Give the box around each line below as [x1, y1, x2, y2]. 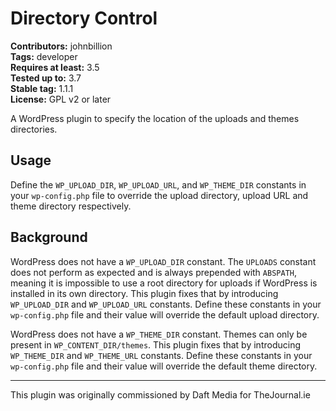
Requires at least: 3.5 [10, 61, 100, 73]
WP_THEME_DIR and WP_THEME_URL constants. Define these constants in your [10, 349, 313, 361]
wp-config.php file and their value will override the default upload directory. [10, 308, 320, 321]
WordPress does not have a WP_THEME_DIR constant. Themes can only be [10, 328, 308, 340]
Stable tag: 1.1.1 [10, 82, 74, 94]
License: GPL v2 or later [10, 93, 112, 105]
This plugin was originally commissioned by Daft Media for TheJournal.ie [10, 388, 311, 401]
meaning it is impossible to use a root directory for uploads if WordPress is [10, 277, 318, 289]
